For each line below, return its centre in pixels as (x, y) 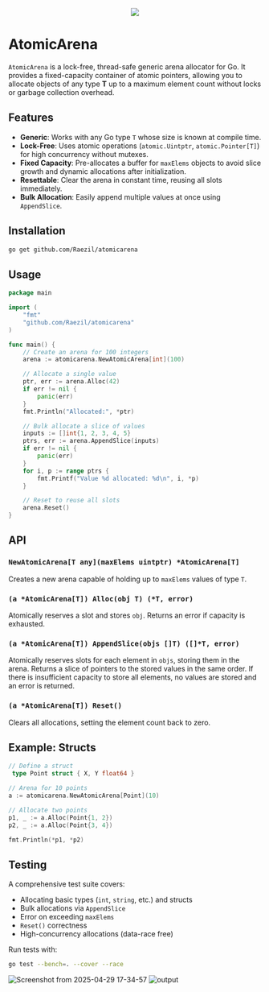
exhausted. (27, 623)
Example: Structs (52, 748)
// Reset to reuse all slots (71, 500)
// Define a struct (41, 766)
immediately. (41, 188)
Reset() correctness (53, 925)
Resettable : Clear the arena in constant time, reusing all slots (121, 180)
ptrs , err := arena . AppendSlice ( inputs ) (91, 441)
